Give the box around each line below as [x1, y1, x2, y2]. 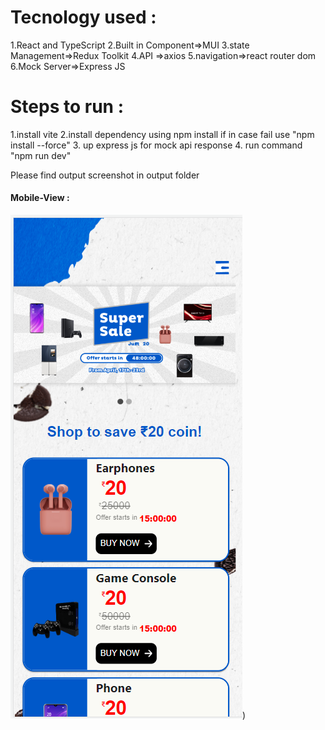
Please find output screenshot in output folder [10, 169, 200, 181]
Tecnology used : [10, 6, 157, 29]
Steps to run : [10, 96, 124, 118]
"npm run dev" [10, 149, 72, 161]
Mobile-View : [10, 192, 70, 204]
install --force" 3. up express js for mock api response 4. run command [10, 139, 303, 151]
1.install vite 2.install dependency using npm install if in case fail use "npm [10, 128, 315, 140]
